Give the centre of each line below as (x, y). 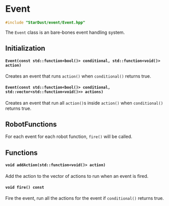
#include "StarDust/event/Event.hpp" (45, 22)
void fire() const (25, 187)
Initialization (25, 48)
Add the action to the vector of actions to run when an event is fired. (77, 176)
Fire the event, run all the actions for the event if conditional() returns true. (85, 198)
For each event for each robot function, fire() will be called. (69, 136)
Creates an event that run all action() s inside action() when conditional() (84, 103)
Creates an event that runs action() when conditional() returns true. (78, 76)
